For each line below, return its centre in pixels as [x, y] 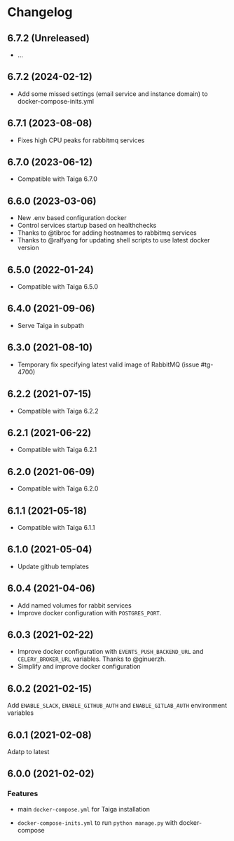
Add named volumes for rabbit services [74, 605]
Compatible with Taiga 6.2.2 [58, 411]
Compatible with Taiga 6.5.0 [58, 287]
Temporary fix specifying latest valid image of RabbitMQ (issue [108, 364]
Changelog [40, 12]
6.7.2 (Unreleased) [48, 38]
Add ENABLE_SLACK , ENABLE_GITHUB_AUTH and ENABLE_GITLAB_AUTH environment [117, 706]
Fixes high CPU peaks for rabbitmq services [81, 140]
